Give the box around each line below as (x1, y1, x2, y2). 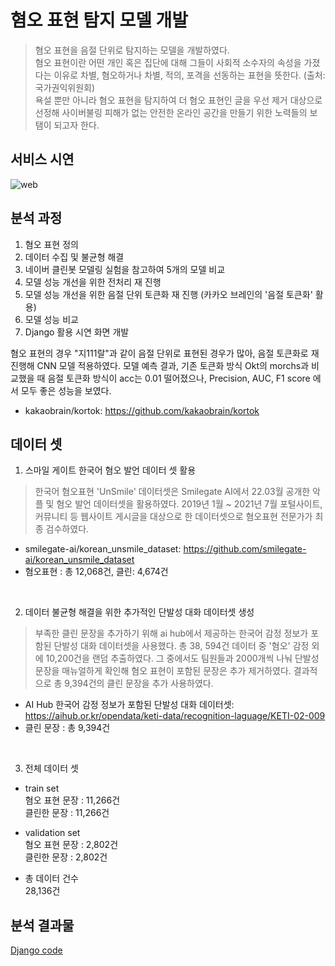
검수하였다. (45, 523, 90, 535)
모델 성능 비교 (24, 313, 79, 325)
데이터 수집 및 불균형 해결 (24, 251, 125, 263)
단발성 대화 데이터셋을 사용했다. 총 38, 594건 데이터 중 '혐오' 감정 (53, 640, 310, 652)
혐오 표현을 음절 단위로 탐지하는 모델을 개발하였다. (34, 44, 230, 56)
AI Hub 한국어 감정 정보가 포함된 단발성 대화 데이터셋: (24, 699, 235, 711)
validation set (24, 827, 81, 839)
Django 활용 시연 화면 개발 (24, 326, 130, 338)
